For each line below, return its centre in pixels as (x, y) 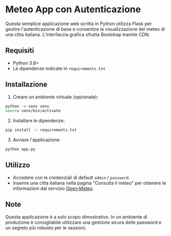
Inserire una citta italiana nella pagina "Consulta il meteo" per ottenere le (89, 183)
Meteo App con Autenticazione (73, 9)
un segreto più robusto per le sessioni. (46, 228)
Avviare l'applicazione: (36, 140)
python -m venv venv (27, 106)
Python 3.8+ (26, 63)
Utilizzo (18, 165)
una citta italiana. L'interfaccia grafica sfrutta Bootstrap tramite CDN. (78, 34)
